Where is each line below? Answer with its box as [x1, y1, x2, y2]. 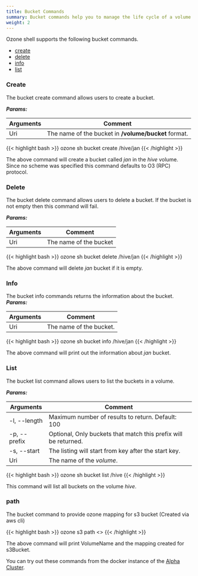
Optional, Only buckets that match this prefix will [48, 429, 183, 438]
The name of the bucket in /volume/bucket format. [47, 129, 189, 137]
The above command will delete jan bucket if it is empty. [6, 264, 143, 272]
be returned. [48, 437, 84, 445]
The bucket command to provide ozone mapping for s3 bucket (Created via [6, 511, 190, 518]
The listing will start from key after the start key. [48, 446, 181, 455]
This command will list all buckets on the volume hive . [6, 482, 137, 489]
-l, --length [9, 416, 43, 425]
